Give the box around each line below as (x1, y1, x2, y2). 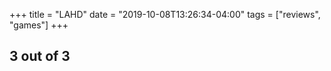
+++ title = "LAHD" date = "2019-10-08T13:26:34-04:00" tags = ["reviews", (9, 9, 321, 20)
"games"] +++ (9, 19, 69, 31)
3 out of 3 (9, 48, 71, 65)
